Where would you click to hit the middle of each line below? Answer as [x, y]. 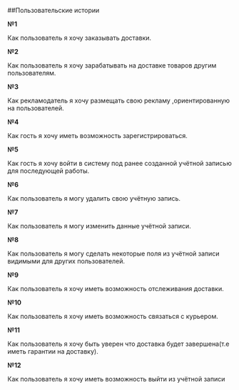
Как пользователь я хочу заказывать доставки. [80, 38]
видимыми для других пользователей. [66, 261]
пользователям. [32, 73]
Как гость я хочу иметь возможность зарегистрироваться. [97, 136]
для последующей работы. [49, 171]
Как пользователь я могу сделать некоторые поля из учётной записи [113, 253]
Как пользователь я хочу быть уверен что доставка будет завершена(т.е [118, 344]
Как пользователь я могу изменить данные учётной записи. [99, 226]
